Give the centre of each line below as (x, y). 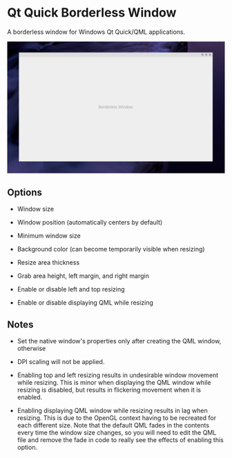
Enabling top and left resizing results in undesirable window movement (118, 375)
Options (25, 192)
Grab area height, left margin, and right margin (83, 276)
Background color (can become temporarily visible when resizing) (111, 249)
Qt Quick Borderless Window (92, 13)
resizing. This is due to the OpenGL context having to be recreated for (116, 418)
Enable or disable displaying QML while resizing (85, 303)
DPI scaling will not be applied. (61, 362)
